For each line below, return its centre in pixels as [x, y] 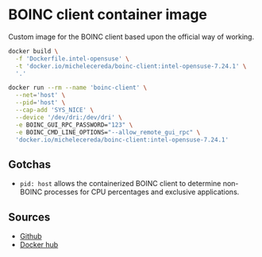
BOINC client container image [108, 15]
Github [31, 236]
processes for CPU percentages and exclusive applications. [142, 192]
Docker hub [39, 245]
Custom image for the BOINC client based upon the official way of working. [131, 37]
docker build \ [33, 51]
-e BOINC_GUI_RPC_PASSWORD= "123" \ [74, 125]
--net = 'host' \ [40, 95]
